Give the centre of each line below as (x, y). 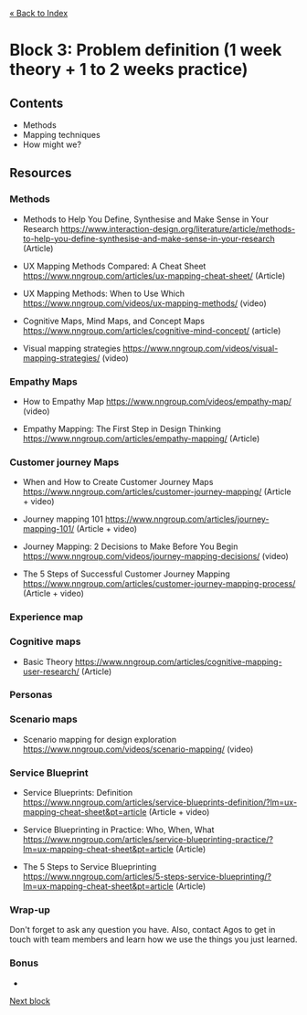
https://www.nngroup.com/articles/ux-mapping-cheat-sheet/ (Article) (154, 275)
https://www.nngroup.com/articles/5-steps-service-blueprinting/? (147, 877)
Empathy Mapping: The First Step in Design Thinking (122, 428)
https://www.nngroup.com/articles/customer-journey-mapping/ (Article (157, 492)
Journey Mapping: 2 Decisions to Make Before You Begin (130, 546)
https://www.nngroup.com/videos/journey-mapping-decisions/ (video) (156, 556)
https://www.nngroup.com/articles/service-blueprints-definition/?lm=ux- (160, 802)
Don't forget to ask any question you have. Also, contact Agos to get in (143, 930)
